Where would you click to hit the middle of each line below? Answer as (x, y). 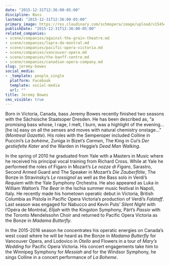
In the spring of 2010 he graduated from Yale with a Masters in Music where (84, 156)
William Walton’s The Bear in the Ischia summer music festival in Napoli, (80, 188)
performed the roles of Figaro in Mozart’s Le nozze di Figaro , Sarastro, (79, 167)
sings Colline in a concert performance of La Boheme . (61, 257)
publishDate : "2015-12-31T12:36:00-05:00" (51, 29)
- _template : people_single (35, 76)
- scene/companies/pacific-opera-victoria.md (54, 48)
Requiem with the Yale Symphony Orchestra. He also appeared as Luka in (82, 183)
